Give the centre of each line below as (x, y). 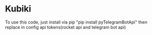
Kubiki (18, 9)
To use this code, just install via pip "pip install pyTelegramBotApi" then (76, 22)
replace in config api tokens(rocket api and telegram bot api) (66, 27)
